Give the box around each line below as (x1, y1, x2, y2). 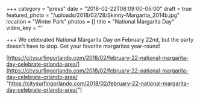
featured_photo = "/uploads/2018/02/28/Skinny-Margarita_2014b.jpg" (6, 11, 180, 19)
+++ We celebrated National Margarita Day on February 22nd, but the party (6, 36, 194, 43)
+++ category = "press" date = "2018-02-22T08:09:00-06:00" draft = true (6, 5, 192, 12)
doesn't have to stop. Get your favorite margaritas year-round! (6, 42, 161, 49)
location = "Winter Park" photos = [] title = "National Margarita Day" (6, 18, 175, 25)
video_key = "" (6, 24, 43, 31)
